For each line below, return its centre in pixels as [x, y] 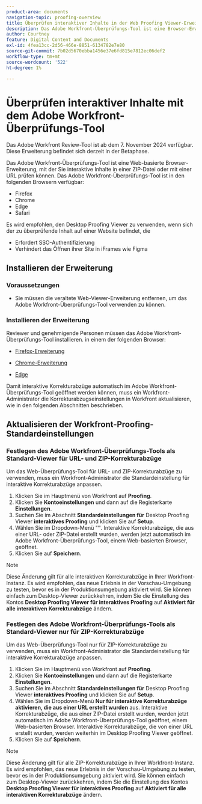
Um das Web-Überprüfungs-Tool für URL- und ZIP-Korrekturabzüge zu [94, 471]
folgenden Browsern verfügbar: [45, 182]
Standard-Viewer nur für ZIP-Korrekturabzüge [75, 631]
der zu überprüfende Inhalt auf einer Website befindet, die [78, 231]
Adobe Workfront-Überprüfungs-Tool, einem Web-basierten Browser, [101, 540]
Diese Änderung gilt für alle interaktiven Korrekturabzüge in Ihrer [86, 576]
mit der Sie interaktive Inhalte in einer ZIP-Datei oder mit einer [115, 170]
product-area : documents [37, 12]
